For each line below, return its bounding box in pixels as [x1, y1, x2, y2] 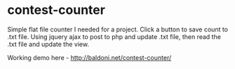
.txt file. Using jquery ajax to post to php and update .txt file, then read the [7, 32, 221, 40]
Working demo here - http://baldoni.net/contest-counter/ [7, 53, 172, 61]
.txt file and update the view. [7, 40, 90, 48]
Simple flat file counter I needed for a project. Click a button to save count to [7, 25, 229, 33]
